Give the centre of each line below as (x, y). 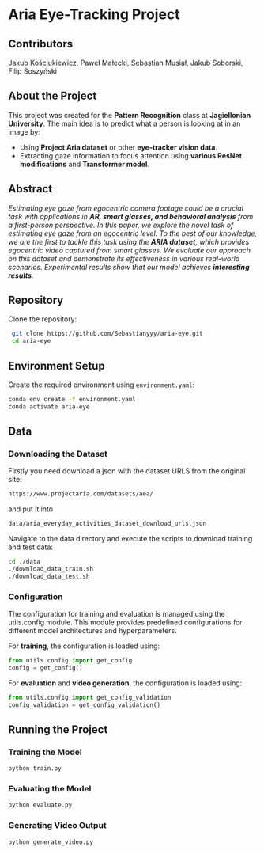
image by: (25, 131)
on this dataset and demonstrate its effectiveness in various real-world (124, 258)
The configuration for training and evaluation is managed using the (117, 614)
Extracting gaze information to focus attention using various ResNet (131, 155)
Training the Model (45, 752)
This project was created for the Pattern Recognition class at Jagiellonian (130, 115)
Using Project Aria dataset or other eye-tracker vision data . (118, 147)
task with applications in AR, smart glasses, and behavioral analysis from (131, 216)
